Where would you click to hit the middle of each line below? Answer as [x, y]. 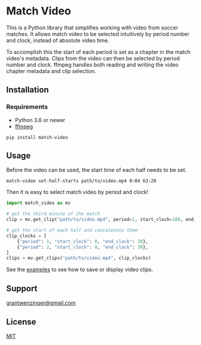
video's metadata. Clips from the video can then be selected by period [93, 58]
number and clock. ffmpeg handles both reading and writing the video [92, 65]
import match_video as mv [38, 203]
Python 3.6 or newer [40, 120]
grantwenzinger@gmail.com [41, 303]
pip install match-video [37, 137]
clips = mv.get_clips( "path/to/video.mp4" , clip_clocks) [79, 258]
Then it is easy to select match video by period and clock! [77, 192]
